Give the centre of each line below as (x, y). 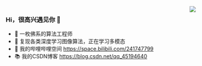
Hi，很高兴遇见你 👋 (33, 19)
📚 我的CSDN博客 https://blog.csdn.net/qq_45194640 (81, 56)
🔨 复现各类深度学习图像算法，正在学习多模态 (70, 41)
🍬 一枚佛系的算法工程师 (43, 34)
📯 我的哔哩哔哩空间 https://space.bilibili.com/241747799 (84, 49)
